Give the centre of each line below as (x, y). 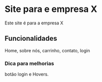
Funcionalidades (31, 39)
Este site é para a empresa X (34, 23)
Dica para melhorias (29, 63)
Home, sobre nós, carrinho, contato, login (47, 50)
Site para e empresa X (51, 9)
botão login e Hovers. (27, 74)
